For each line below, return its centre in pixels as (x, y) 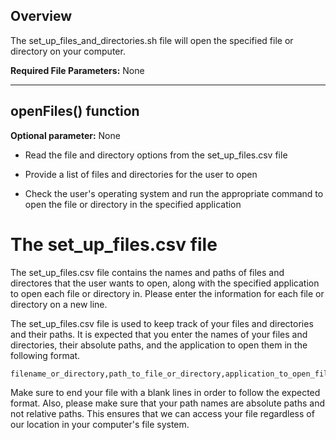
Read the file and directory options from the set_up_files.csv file (156, 155)
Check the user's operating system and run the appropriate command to (174, 193)
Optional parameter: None (65, 135)
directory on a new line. (59, 304)
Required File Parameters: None (77, 70)
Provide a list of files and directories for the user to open (141, 174)
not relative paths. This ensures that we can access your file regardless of (162, 413)
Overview (41, 16)
